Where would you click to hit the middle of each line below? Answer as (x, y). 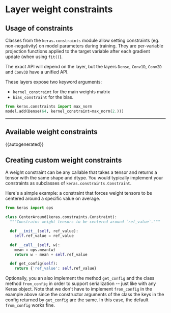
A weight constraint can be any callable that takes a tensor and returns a (81, 172)
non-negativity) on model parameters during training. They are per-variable (84, 46)
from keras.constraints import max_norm (49, 107)
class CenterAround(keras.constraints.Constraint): (61, 217)
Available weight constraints (51, 132)
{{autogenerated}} (25, 144)
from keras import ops (29, 208)
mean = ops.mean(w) (35, 250)
